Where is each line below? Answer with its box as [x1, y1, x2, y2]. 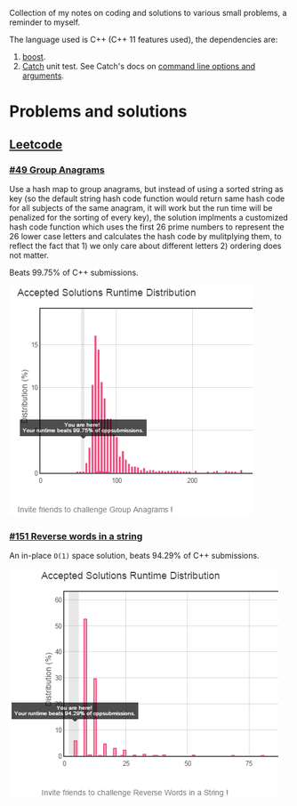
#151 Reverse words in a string [9, 529, 143, 542]
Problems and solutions [9, 101, 188, 122]
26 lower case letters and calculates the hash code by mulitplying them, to [9, 230, 282, 241]
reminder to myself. [9, 17, 81, 28]
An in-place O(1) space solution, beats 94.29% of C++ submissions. [9, 551, 260, 561]
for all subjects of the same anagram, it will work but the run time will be [9, 202, 273, 213]
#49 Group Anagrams [9, 164, 105, 176]
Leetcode [9, 137, 63, 152]
